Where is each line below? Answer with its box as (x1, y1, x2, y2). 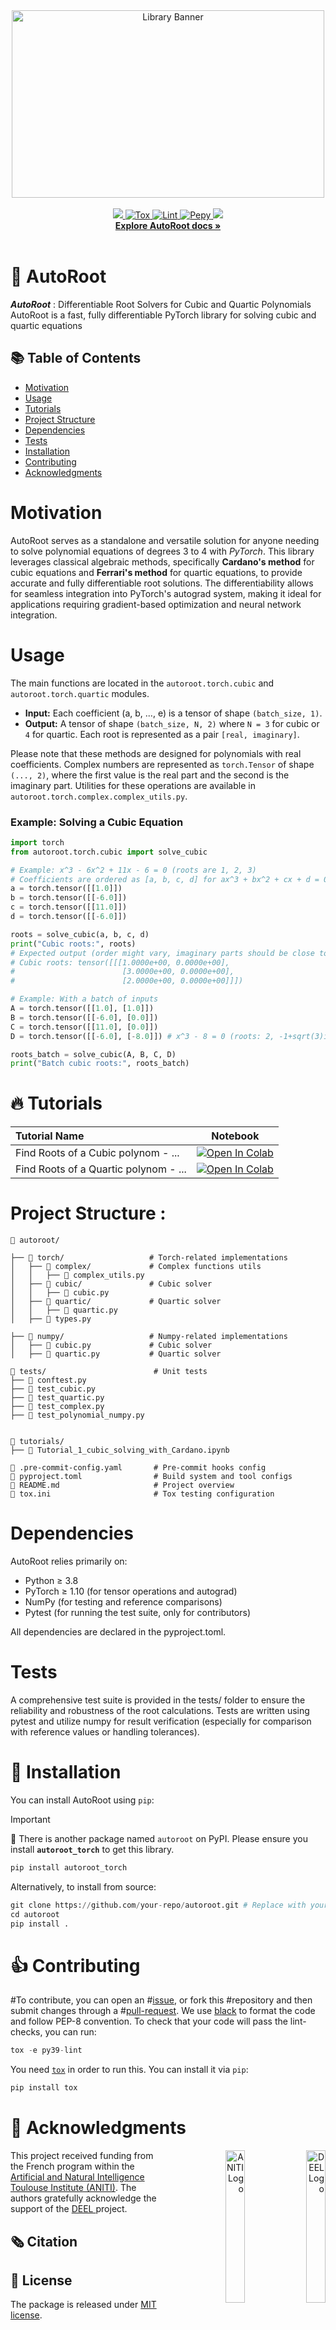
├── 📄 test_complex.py (10, 1402, 105, 1412)
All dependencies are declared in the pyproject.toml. (10, 1626, 227, 1638)
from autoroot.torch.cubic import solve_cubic (10, 847, 208, 857)
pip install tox (10, 2083, 78, 2093)
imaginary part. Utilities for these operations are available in (10, 779, 256, 791)
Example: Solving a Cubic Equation (10, 815, 184, 829)
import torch (10, 837, 65, 848)
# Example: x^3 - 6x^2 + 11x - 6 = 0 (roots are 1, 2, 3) (10, 865, 257, 875)
